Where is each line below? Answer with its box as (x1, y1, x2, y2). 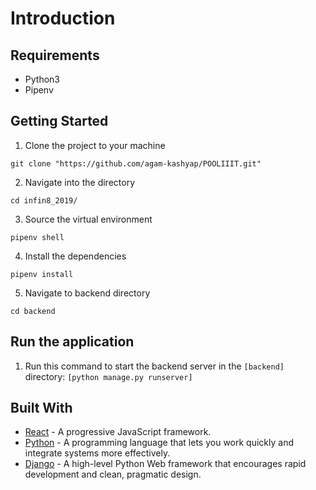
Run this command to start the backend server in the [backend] (24, 360, 285, 372)
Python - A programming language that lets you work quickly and (24, 437, 294, 449)
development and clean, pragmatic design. (24, 468, 202, 481)
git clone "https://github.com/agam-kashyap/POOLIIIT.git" (10, 158, 262, 169)
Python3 (24, 73, 60, 85)
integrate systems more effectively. (24, 447, 171, 459)
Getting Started (10, 113, 109, 130)
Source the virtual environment (24, 213, 153, 225)
